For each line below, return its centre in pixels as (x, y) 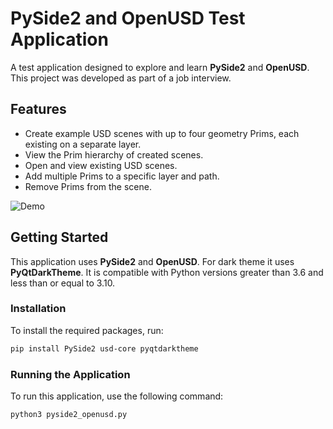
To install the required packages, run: (87, 330)
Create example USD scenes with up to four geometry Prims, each (162, 133)
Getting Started (59, 237)
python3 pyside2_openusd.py (69, 415)
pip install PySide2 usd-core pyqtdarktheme (104, 348)
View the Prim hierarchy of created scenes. (114, 154)
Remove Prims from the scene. (88, 186)
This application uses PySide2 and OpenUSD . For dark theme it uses (152, 261)
